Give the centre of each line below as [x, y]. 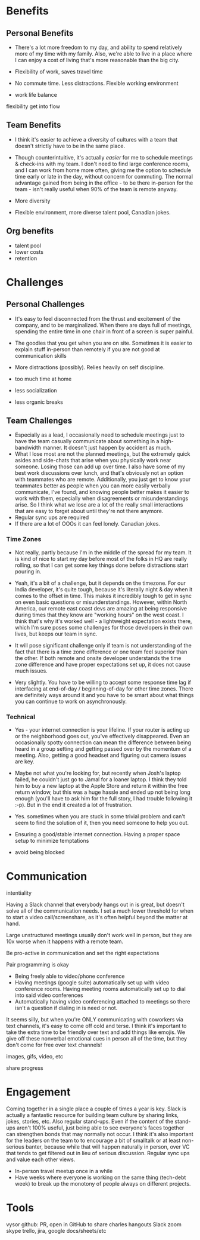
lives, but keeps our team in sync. [56, 634]
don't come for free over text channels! [54, 1045]
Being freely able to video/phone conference [70, 976]
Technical [21, 717]
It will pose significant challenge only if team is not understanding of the [103, 645]
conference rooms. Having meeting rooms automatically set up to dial [100, 989]
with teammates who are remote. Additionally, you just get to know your [103, 480]
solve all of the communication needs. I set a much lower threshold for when [100, 911]
